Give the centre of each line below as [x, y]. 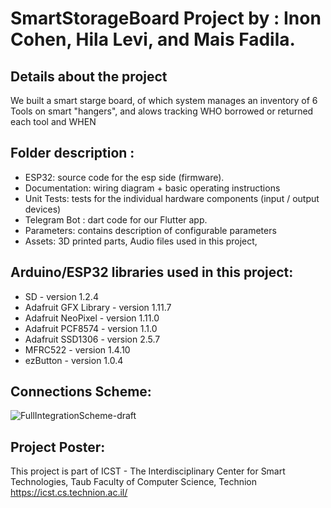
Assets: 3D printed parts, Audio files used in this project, [141, 241]
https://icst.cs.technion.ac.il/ [69, 493]
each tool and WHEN [53, 121]
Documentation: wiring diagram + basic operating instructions [152, 188]
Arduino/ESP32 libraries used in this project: [152, 272]
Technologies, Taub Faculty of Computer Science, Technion [134, 482]
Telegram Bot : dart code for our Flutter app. [116, 219]
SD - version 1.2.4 [61, 296]
